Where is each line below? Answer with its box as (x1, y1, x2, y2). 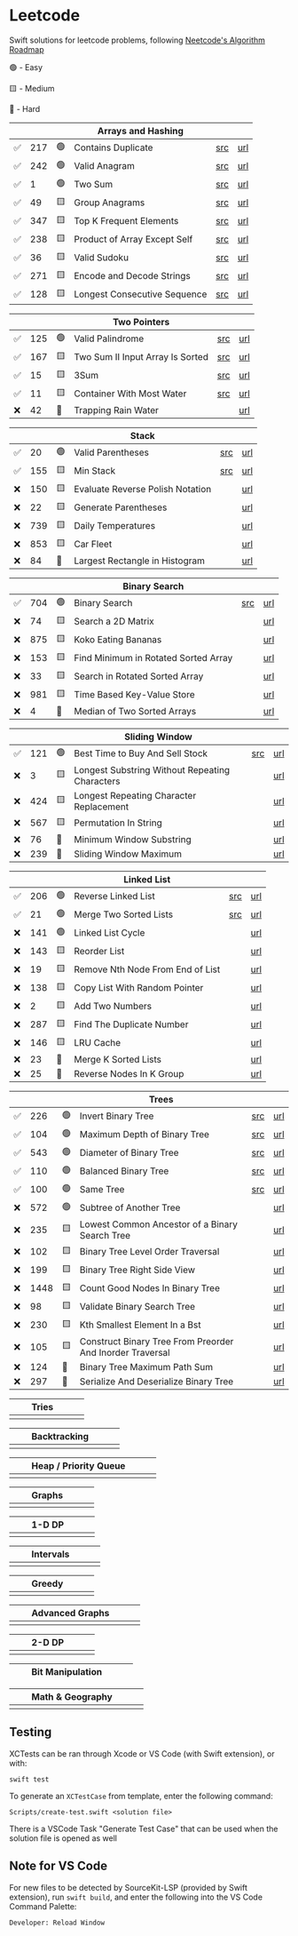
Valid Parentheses (74, 446, 149, 458)
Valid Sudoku (74, 251, 129, 264)
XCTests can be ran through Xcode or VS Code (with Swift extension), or (9, 1748, 275, 1759)
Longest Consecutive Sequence (74, 288, 208, 300)
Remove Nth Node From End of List (74, 963, 221, 976)
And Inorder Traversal (79, 1346, 170, 1358)
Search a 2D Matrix (74, 615, 155, 627)
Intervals (31, 1548, 70, 1560)
